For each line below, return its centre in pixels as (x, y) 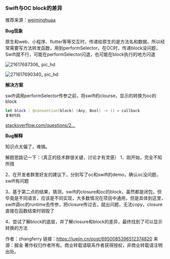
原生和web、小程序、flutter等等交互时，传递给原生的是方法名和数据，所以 (83, 42)
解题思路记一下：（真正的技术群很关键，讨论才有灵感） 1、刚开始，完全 (79, 157)
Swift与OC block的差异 (34, 8)
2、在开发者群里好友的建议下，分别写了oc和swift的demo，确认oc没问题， (83, 175)
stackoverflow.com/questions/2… (40, 125)
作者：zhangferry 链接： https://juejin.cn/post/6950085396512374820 (79, 239)
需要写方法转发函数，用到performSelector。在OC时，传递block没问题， (85, 48)
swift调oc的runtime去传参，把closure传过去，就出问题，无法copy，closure (84, 205)
